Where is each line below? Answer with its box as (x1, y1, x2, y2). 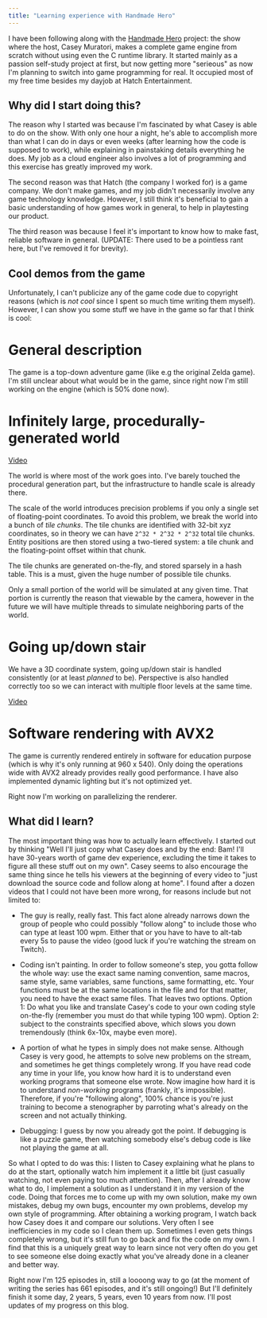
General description (8, 341, 142, 359)
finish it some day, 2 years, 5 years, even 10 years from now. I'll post (8, 1292, 232, 1301)
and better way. (8, 1259, 60, 1269)
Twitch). (19, 944, 47, 953)
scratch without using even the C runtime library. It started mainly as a (8, 50, 238, 60)
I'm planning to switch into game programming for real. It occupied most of (8, 67, 253, 76)
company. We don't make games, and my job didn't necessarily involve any (8, 186, 255, 196)
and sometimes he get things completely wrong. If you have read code (19, 1059, 252, 1069)
